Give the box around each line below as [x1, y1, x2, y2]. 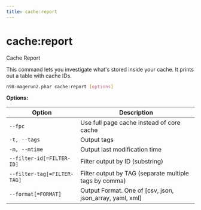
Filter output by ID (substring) [80, 157, 163, 166]
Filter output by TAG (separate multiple [80, 169, 190, 178]
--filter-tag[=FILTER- [9, 171, 74, 178]
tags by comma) [80, 177, 126, 185]
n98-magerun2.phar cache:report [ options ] [6, 84, 114, 89]
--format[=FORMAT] [9, 191, 62, 197]
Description [118, 109, 154, 117]
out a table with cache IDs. [6, 72, 72, 79]
